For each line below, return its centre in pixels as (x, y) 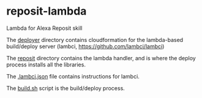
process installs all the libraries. (46, 65)
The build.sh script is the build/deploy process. (66, 88)
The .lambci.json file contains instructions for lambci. (73, 76)
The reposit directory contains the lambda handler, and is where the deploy (101, 58)
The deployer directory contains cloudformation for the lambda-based (95, 40)
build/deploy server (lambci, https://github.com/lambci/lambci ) (85, 46)
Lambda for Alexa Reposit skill (44, 28)
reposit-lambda (47, 11)
